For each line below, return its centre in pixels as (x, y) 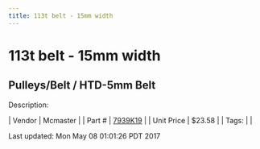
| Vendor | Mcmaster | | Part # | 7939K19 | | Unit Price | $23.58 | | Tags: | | (130, 120)
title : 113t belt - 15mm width (61, 16)
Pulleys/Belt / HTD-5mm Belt (82, 85)
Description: (29, 105)
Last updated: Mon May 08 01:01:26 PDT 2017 (85, 136)
